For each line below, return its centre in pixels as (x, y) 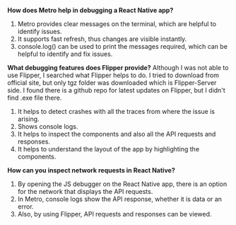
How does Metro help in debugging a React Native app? (90, 10)
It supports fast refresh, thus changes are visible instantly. (102, 39)
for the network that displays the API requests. (85, 191)
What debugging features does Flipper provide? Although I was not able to (118, 68)
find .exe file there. (35, 98)
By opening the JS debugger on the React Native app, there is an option (122, 184)
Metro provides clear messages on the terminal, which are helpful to (117, 24)
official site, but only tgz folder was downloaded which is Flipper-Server (112, 83)
